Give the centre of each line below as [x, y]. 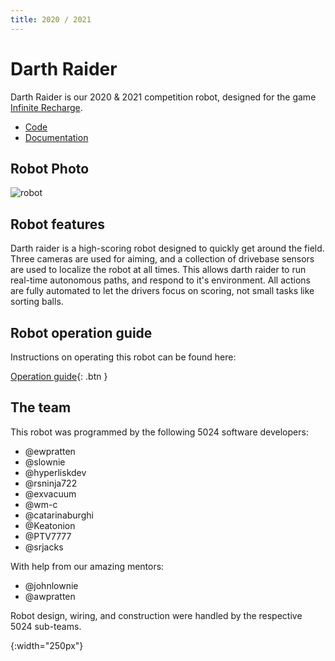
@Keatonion [50, 525]
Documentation [56, 137]
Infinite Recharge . [46, 107]
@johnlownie [51, 585]
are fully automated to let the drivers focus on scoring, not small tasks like [162, 291]
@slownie [45, 462]
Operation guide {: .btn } [59, 376]
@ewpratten [50, 451]
